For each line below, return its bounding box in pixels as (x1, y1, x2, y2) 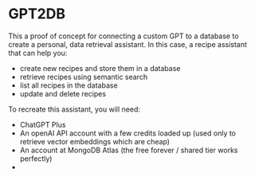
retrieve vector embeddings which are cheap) (19, 136, 170, 146)
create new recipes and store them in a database (19, 63, 181, 73)
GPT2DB (8, 5, 66, 23)
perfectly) (19, 153, 53, 163)
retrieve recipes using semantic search (19, 72, 148, 81)
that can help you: (8, 48, 68, 57)
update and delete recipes (19, 88, 106, 98)
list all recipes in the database (19, 81, 118, 90)
